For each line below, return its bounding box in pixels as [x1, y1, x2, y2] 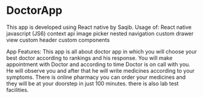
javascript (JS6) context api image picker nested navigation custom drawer [6, 29, 194, 37]
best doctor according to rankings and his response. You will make [6, 54, 173, 61]
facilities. [6, 86, 29, 93]
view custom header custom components [6, 36, 110, 43]
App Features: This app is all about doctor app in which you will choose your [6, 47, 197, 55]
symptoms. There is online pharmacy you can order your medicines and [6, 73, 186, 81]
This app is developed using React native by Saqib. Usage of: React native [6, 23, 192, 31]
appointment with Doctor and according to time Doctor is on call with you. [6, 61, 191, 68]
